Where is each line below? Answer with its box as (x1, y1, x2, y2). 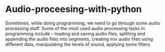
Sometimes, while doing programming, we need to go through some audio (5, 20, 160, 26)
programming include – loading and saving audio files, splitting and (5, 30, 146, 36)
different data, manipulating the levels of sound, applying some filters (5, 41, 151, 47)
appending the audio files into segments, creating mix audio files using (5, 36, 153, 42)
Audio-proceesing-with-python (5, 3, 142, 15)
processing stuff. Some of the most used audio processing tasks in (5, 25, 145, 31)
